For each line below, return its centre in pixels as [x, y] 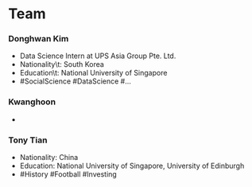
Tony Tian [28, 140]
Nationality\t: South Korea [62, 64]
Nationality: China [49, 158]
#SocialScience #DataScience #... [75, 81]
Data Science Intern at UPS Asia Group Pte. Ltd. [98, 56]
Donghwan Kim [39, 39]
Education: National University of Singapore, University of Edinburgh [132, 166]
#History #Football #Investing [68, 174]
